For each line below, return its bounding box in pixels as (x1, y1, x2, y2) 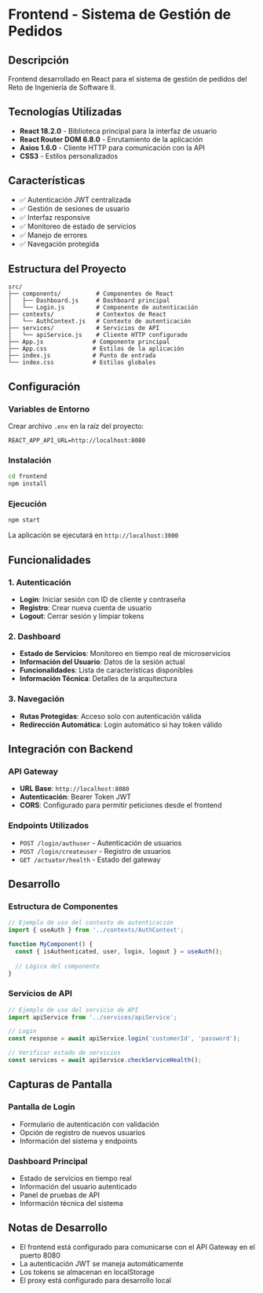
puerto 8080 (19, 1251, 61, 1260)
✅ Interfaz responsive (19, 212, 90, 222)
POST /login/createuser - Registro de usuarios (19, 846, 171, 855)
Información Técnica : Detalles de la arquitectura (19, 674, 178, 683)
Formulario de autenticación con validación (19, 1119, 159, 1129)
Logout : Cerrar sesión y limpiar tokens (19, 611, 144, 621)
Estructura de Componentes (8, 901, 119, 912)
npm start (8, 516, 41, 524)
